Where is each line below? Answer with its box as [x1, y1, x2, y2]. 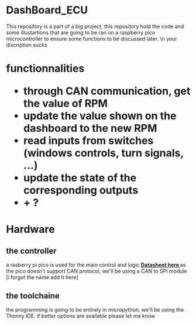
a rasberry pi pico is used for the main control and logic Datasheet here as [6, 261, 186, 268]
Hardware [6, 223, 55, 236]
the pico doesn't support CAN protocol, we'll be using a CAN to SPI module [6, 268, 187, 275]
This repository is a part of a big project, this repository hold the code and [6, 23, 184, 30]
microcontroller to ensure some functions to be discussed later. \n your [6, 35, 177, 42]
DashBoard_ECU [6, 4, 88, 17]
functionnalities [6, 62, 85, 75]
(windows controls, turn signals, [23, 146, 184, 160]
